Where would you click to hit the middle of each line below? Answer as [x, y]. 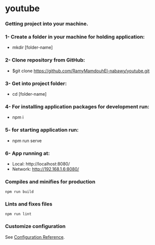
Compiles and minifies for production [50, 182]
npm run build [20, 192]
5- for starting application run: [42, 130]
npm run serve [27, 141]
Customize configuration [35, 226]
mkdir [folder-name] [32, 47]
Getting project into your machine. [47, 24]
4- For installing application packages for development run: [77, 106]
